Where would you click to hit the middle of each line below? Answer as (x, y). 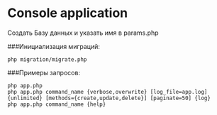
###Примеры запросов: (44, 72)
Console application (68, 13)
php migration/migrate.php (47, 59)
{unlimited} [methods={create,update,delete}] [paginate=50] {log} (109, 98)
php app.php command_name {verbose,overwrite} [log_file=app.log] (107, 92)
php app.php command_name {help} (57, 104)
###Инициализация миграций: (54, 46)
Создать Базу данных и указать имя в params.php (83, 33)
